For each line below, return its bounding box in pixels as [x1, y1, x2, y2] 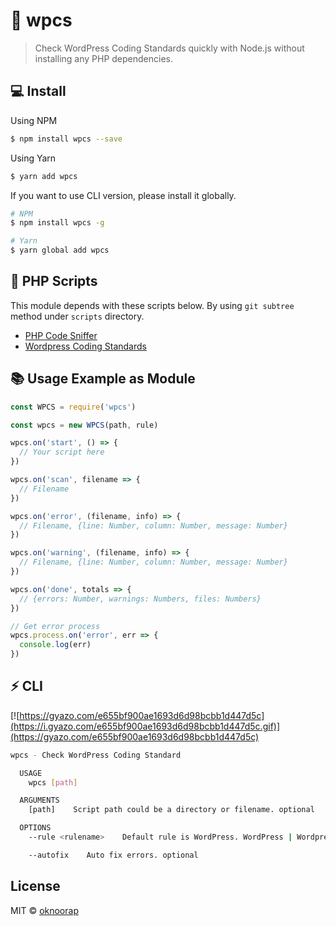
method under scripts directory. [10, 310, 145, 322]
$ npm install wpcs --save [10, 134, 123, 144]
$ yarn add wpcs [10, 171, 78, 181]
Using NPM [10, 114, 58, 126]
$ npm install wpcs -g [10, 218, 105, 228]
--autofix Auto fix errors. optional [28, 850, 199, 860]
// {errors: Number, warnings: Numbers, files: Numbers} [19, 594, 262, 604]
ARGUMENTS [19, 795, 60, 806]
